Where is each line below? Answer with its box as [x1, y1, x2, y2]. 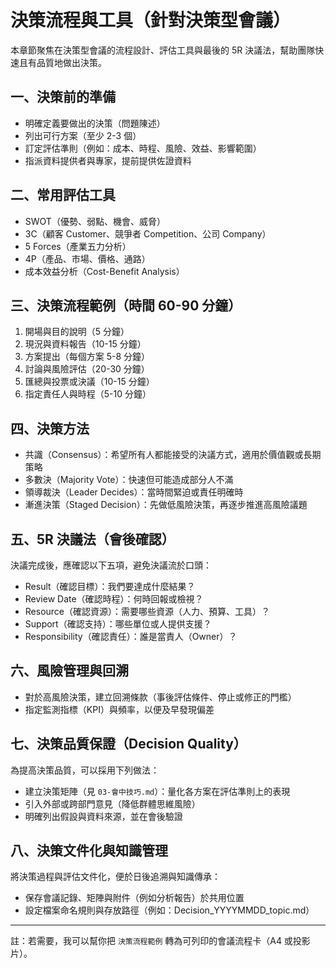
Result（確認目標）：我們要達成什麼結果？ [24, 581, 196, 592]
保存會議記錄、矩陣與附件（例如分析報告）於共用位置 [24, 892, 245, 904]
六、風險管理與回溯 [10, 662, 129, 680]
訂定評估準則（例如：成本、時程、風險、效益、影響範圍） [24, 142, 262, 154]
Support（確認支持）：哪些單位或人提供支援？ [24, 618, 212, 630]
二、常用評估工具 [10, 187, 116, 204]
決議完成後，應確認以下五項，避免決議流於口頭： [10, 559, 212, 571]
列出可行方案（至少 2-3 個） [24, 129, 142, 141]
